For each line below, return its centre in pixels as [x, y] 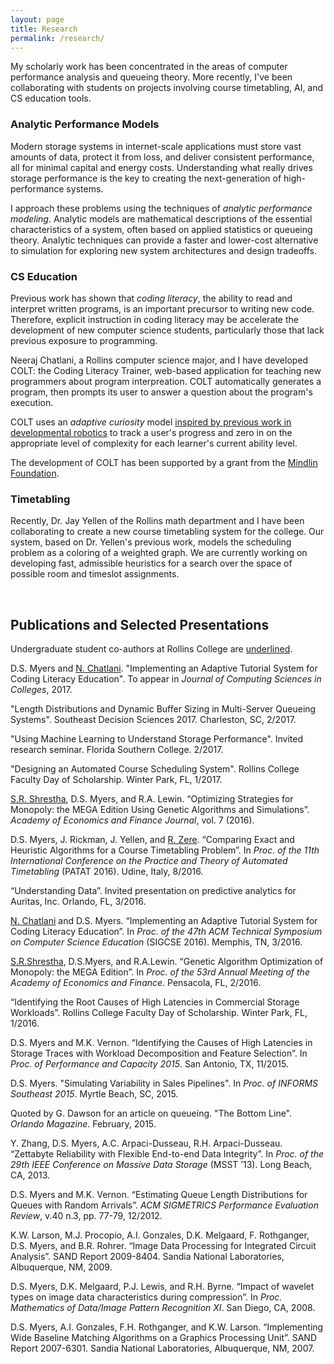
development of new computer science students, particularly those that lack [167, 330]
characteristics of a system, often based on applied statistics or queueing [161, 229]
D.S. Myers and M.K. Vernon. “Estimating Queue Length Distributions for [159, 1195]
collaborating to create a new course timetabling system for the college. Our [167, 532]
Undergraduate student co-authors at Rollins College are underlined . [151, 649]
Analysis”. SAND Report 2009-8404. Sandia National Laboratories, [147, 1257]
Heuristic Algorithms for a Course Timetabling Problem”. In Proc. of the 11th [165, 850]
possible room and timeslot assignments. [95, 574]
